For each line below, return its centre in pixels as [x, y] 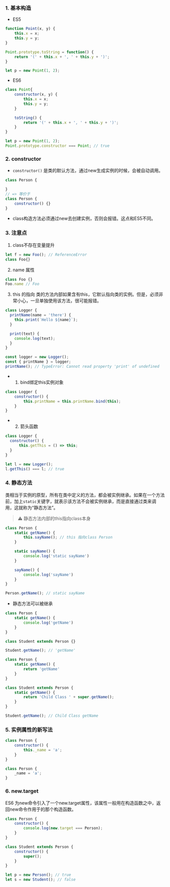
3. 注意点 [16, 233]
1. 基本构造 [18, 8]
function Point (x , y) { [30, 29]
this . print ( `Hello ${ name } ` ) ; [46, 320]
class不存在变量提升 [33, 245]
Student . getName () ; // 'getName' [40, 651]
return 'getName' [41, 669]
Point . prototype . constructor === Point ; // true [57, 146]
